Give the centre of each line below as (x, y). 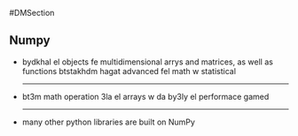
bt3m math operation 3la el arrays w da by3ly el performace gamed (145, 96)
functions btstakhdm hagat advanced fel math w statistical (129, 71)
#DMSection (32, 13)
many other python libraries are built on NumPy (108, 122)
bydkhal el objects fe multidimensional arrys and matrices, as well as (147, 62)
